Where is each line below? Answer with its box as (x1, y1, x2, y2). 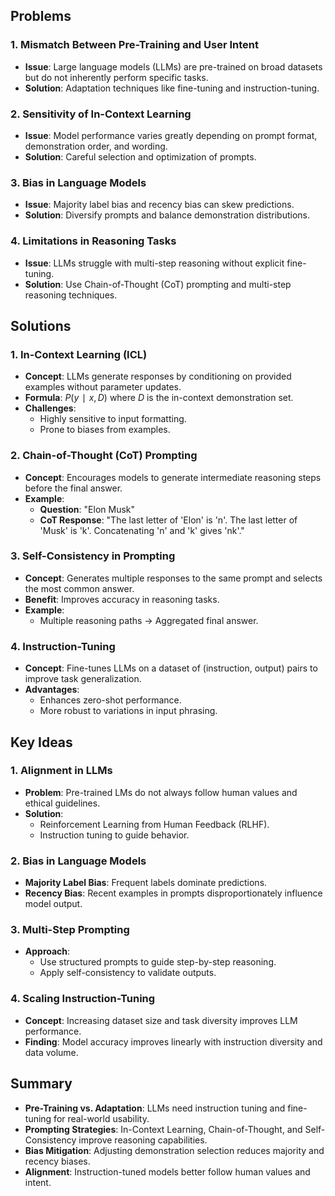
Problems (10, 8, 72, 25)
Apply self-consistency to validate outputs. (39, 967, 217, 979)
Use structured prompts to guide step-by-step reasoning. (39, 956, 277, 968)
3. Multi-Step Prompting (10, 923, 130, 937)
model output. (24, 898, 83, 910)
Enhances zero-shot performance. (39, 694, 182, 706)
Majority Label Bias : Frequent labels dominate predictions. (24, 877, 268, 889)
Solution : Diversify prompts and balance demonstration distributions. (24, 209, 310, 221)
